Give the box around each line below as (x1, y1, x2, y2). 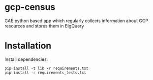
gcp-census (4, 1, 56, 13)
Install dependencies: (4, 56, 48, 62)
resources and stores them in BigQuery (4, 23, 84, 28)
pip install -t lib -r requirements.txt (4, 66, 89, 71)
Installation (4, 40, 52, 52)
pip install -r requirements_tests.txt (4, 70, 87, 75)
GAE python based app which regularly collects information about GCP (4, 18, 149, 24)
